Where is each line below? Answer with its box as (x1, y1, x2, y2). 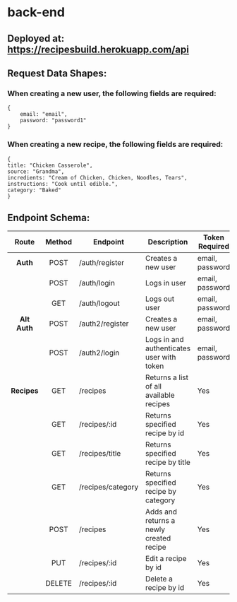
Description (147, 237, 188, 247)
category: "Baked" (7, 187, 61, 194)
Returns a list (145, 372, 189, 382)
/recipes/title (78, 449, 121, 459)
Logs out (145, 294, 175, 304)
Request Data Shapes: (7, 67, 107, 79)
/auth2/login (78, 348, 120, 358)
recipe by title (145, 457, 190, 467)
